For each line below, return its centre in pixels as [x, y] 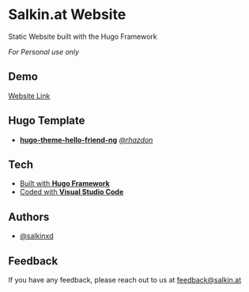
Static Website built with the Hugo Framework [83, 36]
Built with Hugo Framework [65, 184]
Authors [29, 216]
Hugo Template [47, 121]
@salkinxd [36, 236]
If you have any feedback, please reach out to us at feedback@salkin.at [125, 280]
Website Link [29, 96]
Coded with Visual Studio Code [72, 192]
